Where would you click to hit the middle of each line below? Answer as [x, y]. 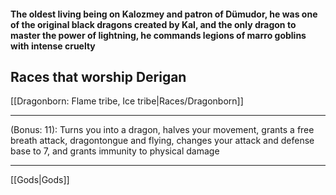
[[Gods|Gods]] [40, 180]
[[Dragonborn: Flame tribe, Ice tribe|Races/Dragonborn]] [127, 101]
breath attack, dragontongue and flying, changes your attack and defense [162, 141]
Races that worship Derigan [98, 76]
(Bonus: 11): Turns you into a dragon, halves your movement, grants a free [162, 130]
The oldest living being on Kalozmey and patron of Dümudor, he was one [164, 14]
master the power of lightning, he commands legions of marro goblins [158, 35]
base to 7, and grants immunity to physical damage [115, 151]
